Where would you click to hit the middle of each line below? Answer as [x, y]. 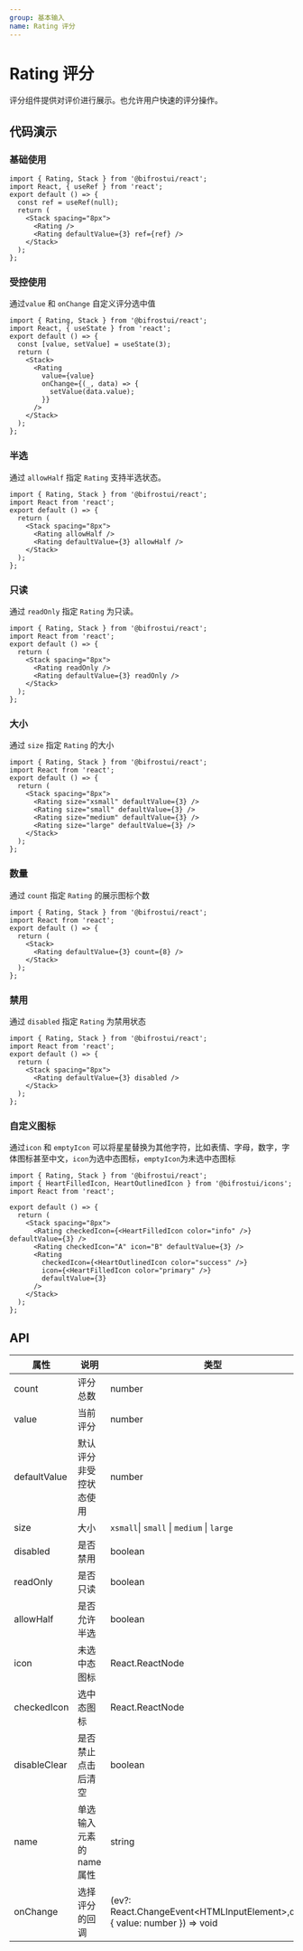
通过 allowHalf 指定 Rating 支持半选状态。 [88, 477]
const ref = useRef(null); [68, 203]
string [122, 1842]
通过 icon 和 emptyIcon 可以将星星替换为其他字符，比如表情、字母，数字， [146, 1148]
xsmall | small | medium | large [171, 1528]
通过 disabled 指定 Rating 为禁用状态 [78, 1021]
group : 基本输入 [37, 18]
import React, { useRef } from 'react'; [87, 187]
